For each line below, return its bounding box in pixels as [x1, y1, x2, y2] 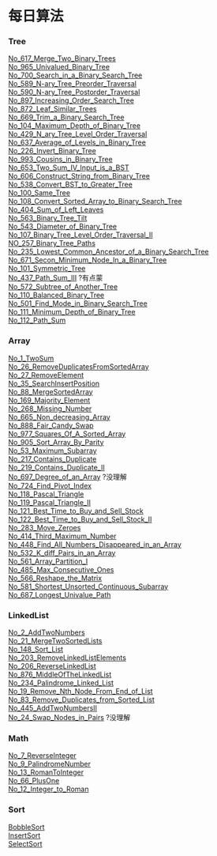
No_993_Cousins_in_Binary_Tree [8, 155, 113, 164]
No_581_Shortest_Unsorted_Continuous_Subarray [8, 582, 169, 591]
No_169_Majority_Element [8, 395, 91, 405]
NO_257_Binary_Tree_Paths [8, 239, 96, 248]
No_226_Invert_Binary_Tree [8, 146, 96, 156]
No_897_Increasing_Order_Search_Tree [8, 96, 134, 105]
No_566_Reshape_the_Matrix [8, 573, 103, 583]
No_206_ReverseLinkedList [8, 662, 96, 671]
